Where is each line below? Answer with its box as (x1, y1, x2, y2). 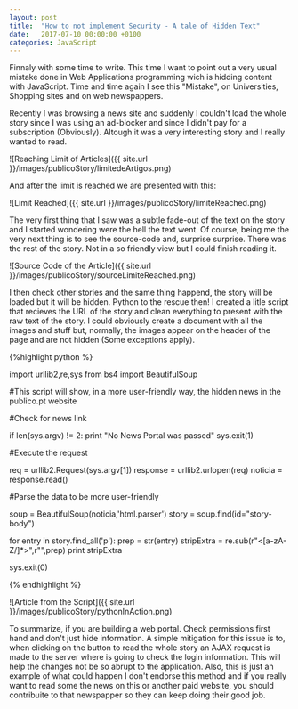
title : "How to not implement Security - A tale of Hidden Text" (9, 21, 261, 30)
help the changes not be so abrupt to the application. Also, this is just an (9, 661, 274, 672)
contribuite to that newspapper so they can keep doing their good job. (9, 689, 266, 700)
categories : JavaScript (9, 37, 98, 47)
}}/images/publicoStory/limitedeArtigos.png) (9, 163, 172, 174)
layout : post (9, 12, 58, 22)
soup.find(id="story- (197, 509, 273, 519)
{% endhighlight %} (9, 580, 82, 591)
